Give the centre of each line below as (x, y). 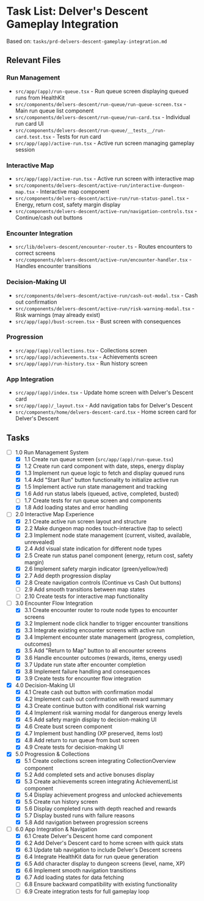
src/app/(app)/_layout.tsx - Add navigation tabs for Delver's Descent (104, 406)
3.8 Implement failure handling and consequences (87, 671)
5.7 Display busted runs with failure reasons (79, 815)
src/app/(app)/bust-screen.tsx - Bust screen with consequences (98, 321)
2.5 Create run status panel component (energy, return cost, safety (109, 555)
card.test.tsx (33, 137)
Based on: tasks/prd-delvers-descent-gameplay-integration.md (87, 41)
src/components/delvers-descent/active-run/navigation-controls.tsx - (106, 211)
